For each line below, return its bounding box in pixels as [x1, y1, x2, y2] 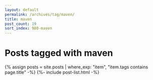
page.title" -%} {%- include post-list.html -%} [5, 69, 100, 75]
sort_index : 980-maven [5, 26, 52, 31]
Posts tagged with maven [5, 47, 113, 59]
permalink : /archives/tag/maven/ [5, 12, 75, 17]
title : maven [5, 16, 32, 21]
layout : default [5, 7, 39, 12]
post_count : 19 [5, 21, 37, 26]
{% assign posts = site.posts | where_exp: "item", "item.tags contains [5, 64, 148, 70]
